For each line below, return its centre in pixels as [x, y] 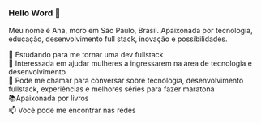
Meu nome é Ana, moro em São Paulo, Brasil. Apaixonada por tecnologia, [130, 31]
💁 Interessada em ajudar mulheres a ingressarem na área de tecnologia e [130, 63]
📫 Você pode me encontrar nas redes [72, 110]
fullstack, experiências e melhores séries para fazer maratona [111, 89]
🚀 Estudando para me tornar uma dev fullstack [86, 55]
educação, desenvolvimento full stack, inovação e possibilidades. [118, 39]
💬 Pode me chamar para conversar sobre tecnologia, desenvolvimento [126, 81]
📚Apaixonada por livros [49, 98]
